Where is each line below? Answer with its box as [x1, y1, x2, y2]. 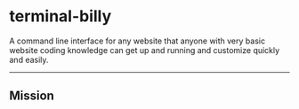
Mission [9, 89, 55, 104]
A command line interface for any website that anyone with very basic [9, 35, 265, 46]
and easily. [9, 54, 49, 65]
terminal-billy [9, 6, 112, 27]
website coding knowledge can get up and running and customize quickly [9, 44, 280, 55]
